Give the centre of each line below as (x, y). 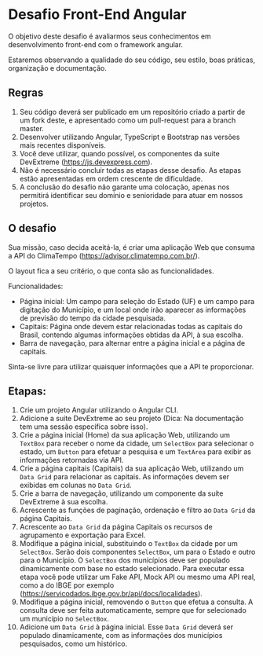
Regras (26, 93)
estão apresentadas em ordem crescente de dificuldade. (111, 178)
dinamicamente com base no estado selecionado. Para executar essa (132, 569)
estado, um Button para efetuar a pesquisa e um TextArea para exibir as (135, 452)
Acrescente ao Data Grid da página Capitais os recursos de (116, 527)
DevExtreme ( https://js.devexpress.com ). (86, 162)
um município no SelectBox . (64, 619)
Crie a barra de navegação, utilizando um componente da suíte (121, 493)
